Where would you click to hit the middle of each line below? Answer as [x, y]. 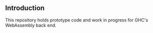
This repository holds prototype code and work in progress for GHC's [77, 20]
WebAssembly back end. [31, 25]
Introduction [25, 8]
